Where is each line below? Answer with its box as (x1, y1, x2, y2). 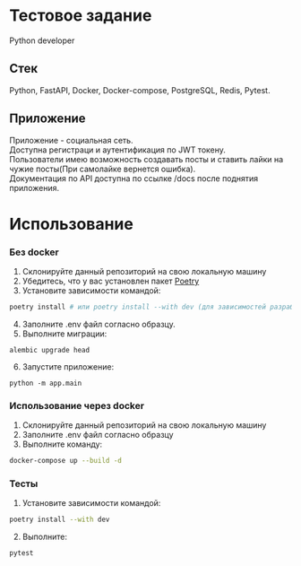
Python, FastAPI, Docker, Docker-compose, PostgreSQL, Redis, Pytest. (9, 84, 271, 95)
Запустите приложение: (21, 361, 115, 372)
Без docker (9, 246, 60, 258)
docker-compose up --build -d (9, 457, 123, 466)
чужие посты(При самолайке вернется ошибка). (9, 163, 196, 174)
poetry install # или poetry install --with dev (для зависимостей (9, 302, 267, 312)
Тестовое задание (9, 5, 152, 26)
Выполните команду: (21, 439, 103, 449)
